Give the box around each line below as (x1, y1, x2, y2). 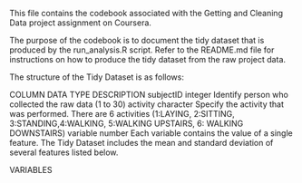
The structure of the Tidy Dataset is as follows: (9, 72, 184, 82)
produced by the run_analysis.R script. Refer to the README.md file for (9, 44, 275, 55)
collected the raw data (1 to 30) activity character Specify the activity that (9, 99, 284, 110)
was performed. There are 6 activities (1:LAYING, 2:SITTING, (9, 109, 236, 119)
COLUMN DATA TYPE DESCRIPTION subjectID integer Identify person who (9, 90, 288, 100)
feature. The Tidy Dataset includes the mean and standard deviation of (9, 138, 274, 148)
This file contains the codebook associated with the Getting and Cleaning (9, 8, 284, 18)
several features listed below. (9, 147, 119, 158)
